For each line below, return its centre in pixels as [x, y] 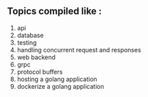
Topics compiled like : [54, 11]
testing [27, 42]
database [30, 35]
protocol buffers [40, 72]
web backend [36, 57]
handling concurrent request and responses [79, 50]
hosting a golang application [57, 79]
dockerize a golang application [60, 86]
